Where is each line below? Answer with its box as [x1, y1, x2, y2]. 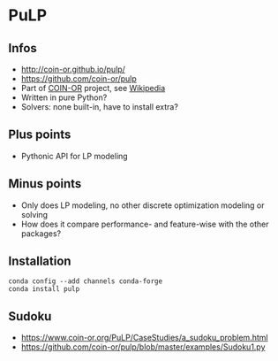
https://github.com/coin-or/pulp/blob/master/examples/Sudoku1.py [20, 342, 266, 352]
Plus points [8, 127, 71, 142]
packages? [20, 227, 62, 239]
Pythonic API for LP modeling [20, 150, 129, 161]
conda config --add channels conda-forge [8, 277, 163, 286]
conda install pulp [8, 285, 80, 294]
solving [20, 209, 49, 219]
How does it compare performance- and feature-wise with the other [20, 219, 269, 229]
